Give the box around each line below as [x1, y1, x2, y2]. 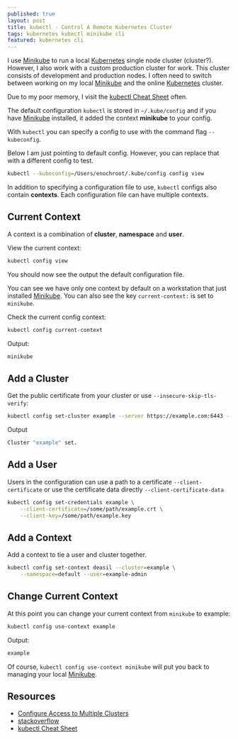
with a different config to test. [7, 157, 94, 165]
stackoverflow [17, 717, 59, 726]
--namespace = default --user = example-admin [20, 571, 147, 578]
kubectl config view [7, 257, 69, 265]
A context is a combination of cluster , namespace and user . [7, 230, 184, 238]
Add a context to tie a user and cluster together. [7, 550, 147, 559]
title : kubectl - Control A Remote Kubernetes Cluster [7, 23, 173, 30]
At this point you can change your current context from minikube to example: [7, 609, 231, 618]
